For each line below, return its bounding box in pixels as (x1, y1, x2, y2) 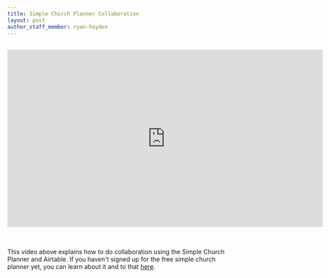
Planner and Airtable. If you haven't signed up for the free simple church (7, 255, 216, 263)
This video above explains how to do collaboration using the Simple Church (7, 248, 225, 256)
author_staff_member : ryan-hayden (7, 23, 109, 30)
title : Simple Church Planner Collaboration (7, 10, 139, 18)
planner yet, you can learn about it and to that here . (7, 263, 156, 271)
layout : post (7, 17, 46, 24)
